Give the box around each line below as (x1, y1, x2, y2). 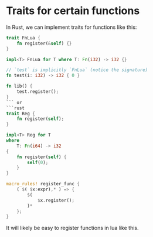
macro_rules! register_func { (6, 181, 80, 187)
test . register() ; (16, 89, 59, 95)
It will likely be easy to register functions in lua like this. (6, 225, 139, 232)
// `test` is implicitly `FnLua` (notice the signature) (6, 67, 148, 73)
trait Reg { (6, 111, 35, 116)
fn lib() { (6, 84, 33, 89)
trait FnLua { (6, 35, 41, 41)
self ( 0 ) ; (27, 159, 49, 165)
